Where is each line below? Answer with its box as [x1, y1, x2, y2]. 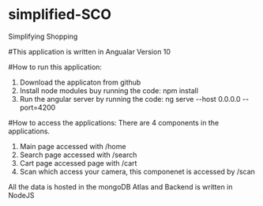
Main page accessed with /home [19, 141, 126, 151]
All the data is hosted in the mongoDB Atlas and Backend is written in [8, 182, 233, 191]
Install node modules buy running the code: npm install [19, 85, 199, 96]
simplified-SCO [8, 6, 112, 24]
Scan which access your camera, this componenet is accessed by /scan [19, 167, 255, 176]
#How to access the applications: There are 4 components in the [8, 118, 220, 127]
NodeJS [8, 190, 35, 200]
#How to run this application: [8, 62, 103, 72]
